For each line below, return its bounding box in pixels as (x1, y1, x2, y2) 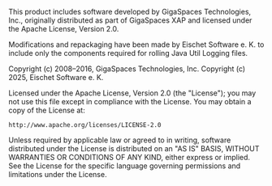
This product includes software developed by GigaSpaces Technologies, (8, 7, 252, 16)
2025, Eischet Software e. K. (8, 73, 104, 82)
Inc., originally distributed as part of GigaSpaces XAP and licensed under (8, 15, 253, 25)
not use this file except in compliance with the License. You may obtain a (8, 97, 252, 106)
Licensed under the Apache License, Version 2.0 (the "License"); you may (8, 88, 257, 98)
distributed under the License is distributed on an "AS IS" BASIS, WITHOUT (8, 144, 260, 153)
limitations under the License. (8, 170, 107, 179)
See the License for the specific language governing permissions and (8, 161, 241, 171)
